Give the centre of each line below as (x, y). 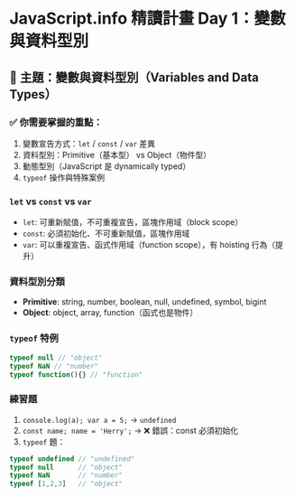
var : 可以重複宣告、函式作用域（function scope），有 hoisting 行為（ (149, 245)
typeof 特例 (34, 338)
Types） (33, 94)
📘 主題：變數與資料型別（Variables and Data (134, 77)
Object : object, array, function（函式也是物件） (110, 313)
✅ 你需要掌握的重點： (56, 122)
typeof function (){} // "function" (76, 375)
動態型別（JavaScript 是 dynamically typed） (106, 166)
